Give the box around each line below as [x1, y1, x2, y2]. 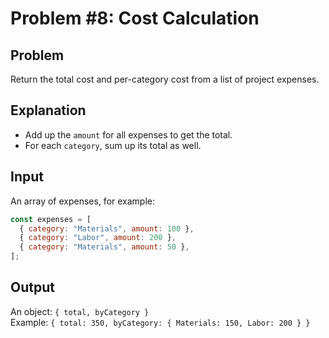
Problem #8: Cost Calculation [10, 7, 260, 30]
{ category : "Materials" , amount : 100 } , [19, 223, 195, 234]
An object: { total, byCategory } [10, 305, 150, 317]
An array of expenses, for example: [10, 195, 156, 207]
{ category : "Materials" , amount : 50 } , [19, 242, 190, 252]
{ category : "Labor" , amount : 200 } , [19, 233, 177, 243]
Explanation [10, 102, 87, 119]
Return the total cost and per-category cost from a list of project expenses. [10, 73, 320, 85]
